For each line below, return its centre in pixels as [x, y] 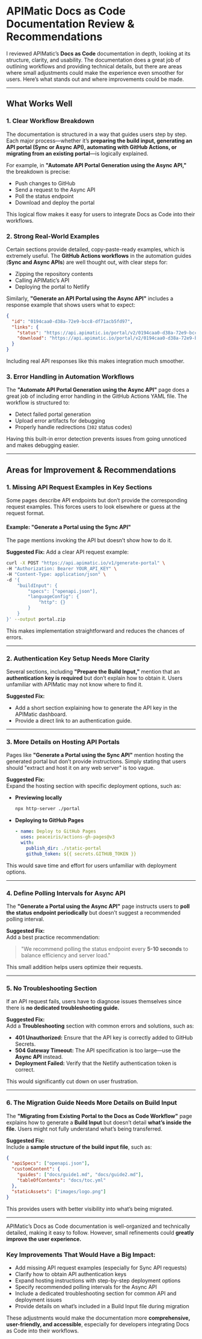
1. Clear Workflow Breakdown [50, 121]
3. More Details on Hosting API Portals [63, 742]
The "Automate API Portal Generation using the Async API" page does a [98, 390]
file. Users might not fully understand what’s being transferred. [84, 1129]
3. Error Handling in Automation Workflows [70, 377]
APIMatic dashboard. [41, 714]
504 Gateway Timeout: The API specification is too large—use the [98, 1050]
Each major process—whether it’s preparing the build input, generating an [99, 141]
